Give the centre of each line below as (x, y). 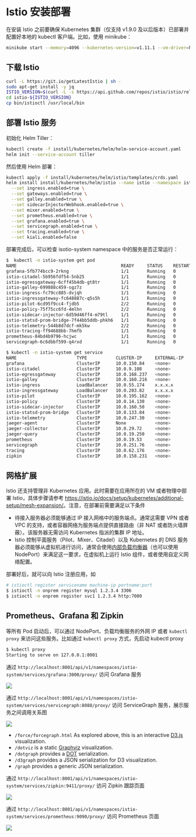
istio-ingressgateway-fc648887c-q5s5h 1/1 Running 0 (91, 299)
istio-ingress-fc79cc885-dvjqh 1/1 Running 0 (91, 293)
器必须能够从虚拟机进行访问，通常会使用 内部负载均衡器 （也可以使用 (96, 547)
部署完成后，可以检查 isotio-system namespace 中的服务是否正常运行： (92, 249)
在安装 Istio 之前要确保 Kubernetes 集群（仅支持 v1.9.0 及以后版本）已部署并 (98, 29)
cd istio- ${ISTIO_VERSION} (39, 98)
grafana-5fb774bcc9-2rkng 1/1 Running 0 (91, 271)
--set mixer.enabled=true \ (45, 210)
